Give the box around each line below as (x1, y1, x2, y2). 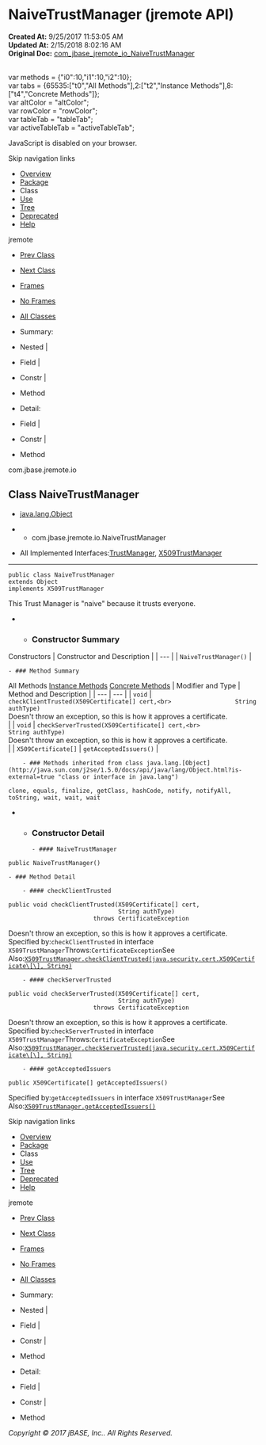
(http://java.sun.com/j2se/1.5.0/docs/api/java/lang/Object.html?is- (8, 766, 243, 774)
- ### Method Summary (8, 667, 80, 675)
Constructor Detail (31, 827, 104, 838)
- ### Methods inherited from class (22, 759, 144, 768)
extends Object (8, 578, 59, 585)
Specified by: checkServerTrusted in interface (8, 1026, 154, 1035)
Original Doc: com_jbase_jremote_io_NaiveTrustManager (8, 48, 196, 58)
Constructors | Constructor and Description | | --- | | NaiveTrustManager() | (8, 652, 252, 661)
